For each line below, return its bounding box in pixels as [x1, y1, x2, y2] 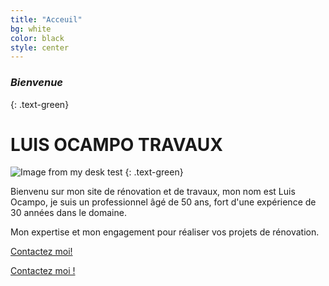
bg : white [10, 24, 52, 34]
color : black [10, 33, 65, 43]
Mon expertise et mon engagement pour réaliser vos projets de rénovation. [10, 226, 320, 238]
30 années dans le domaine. [10, 207, 127, 219]
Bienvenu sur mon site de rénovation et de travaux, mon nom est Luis [10, 186, 296, 198]
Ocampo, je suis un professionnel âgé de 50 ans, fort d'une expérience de [10, 196, 317, 208]
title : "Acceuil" [10, 14, 83, 25]
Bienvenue [10, 76, 64, 90]
